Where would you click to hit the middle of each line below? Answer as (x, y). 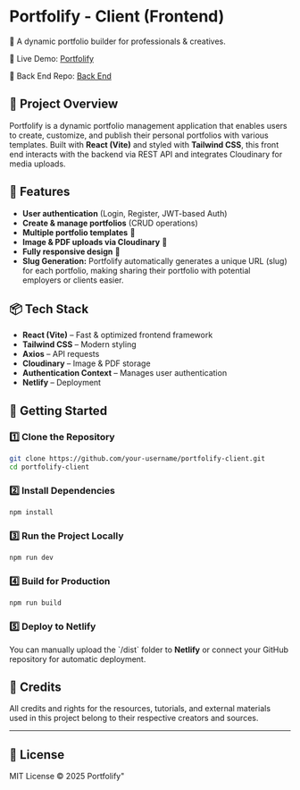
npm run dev (31, 558)
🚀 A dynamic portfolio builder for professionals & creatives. (117, 41)
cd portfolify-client (50, 467)
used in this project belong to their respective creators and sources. (134, 718)
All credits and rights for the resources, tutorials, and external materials (140, 709)
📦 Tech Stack (49, 309)
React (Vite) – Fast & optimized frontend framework (117, 335)
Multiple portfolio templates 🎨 (79, 232)
